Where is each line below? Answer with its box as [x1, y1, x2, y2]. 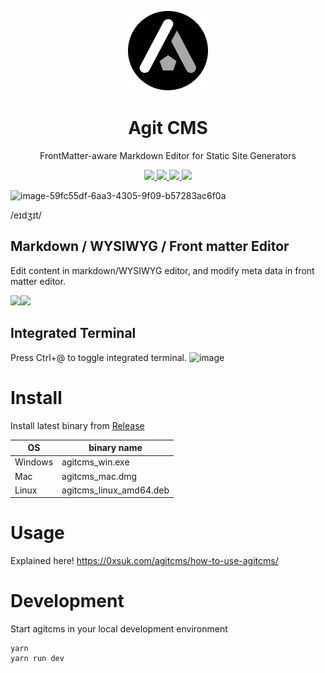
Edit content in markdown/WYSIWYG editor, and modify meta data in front [10, 264, 315, 276]
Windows [14, 456, 54, 468]
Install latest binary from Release [10, 419, 145, 431]
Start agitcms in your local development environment [10, 623, 228, 635]
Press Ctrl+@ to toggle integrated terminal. [10, 351, 187, 363]
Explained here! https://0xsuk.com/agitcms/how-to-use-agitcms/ [10, 555, 279, 567]
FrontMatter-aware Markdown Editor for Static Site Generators [39, 149, 297, 161]
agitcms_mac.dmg [61, 470, 138, 482]
